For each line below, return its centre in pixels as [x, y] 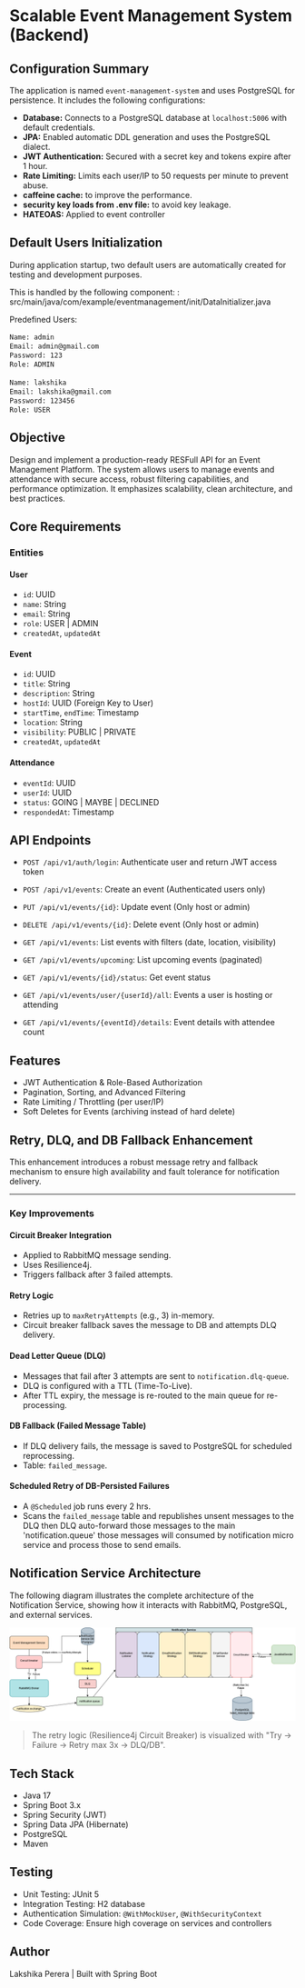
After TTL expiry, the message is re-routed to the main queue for [143, 1395]
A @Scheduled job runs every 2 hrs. [87, 1506]
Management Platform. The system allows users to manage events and [142, 469]
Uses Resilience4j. [57, 1265]
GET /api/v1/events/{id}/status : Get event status [117, 977]
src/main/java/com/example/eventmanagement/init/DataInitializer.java [140, 302]
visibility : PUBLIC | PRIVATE [79, 732]
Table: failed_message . [65, 1465]
